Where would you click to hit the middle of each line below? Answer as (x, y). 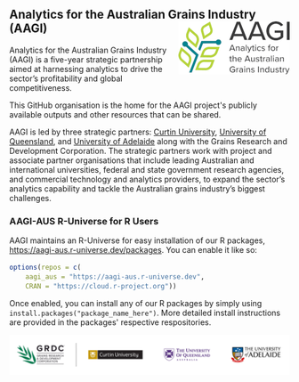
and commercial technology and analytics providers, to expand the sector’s (147, 179)
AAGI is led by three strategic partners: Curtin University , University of (138, 132)
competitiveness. (41, 87)
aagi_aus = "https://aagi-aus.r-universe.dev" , (115, 276)
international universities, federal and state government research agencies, (147, 169)
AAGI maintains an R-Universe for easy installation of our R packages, (137, 240)
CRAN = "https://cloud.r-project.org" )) (101, 286)
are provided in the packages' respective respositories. (110, 322)
